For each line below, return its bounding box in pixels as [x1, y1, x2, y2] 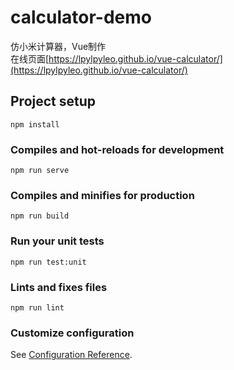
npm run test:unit [10, 257, 87, 267]
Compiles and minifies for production [10, 188, 195, 202]
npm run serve [10, 166, 70, 176]
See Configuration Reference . [10, 349, 133, 361]
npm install [10, 119, 60, 130]
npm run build [10, 211, 70, 221]
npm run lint [10, 302, 65, 313]
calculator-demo [10, 6, 153, 29]
